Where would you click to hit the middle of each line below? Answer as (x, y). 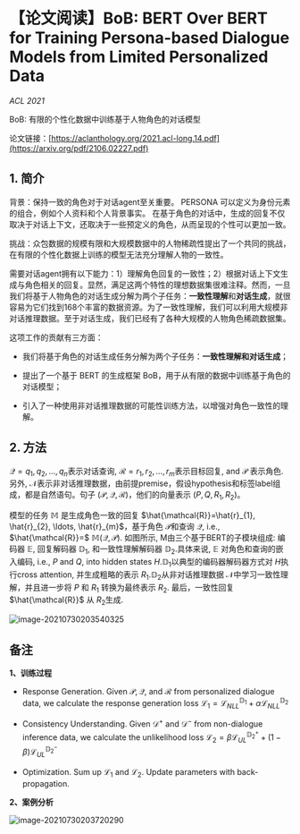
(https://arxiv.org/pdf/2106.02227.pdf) (79, 148)
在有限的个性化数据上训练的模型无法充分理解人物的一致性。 (119, 254)
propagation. (46, 783)
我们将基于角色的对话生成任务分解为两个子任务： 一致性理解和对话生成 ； (155, 356)
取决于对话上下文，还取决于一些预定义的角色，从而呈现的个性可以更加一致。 (150, 224)
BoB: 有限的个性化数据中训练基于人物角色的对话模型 (105, 119)
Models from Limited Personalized (139, 57)
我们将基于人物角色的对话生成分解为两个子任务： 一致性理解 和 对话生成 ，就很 (150, 295)
